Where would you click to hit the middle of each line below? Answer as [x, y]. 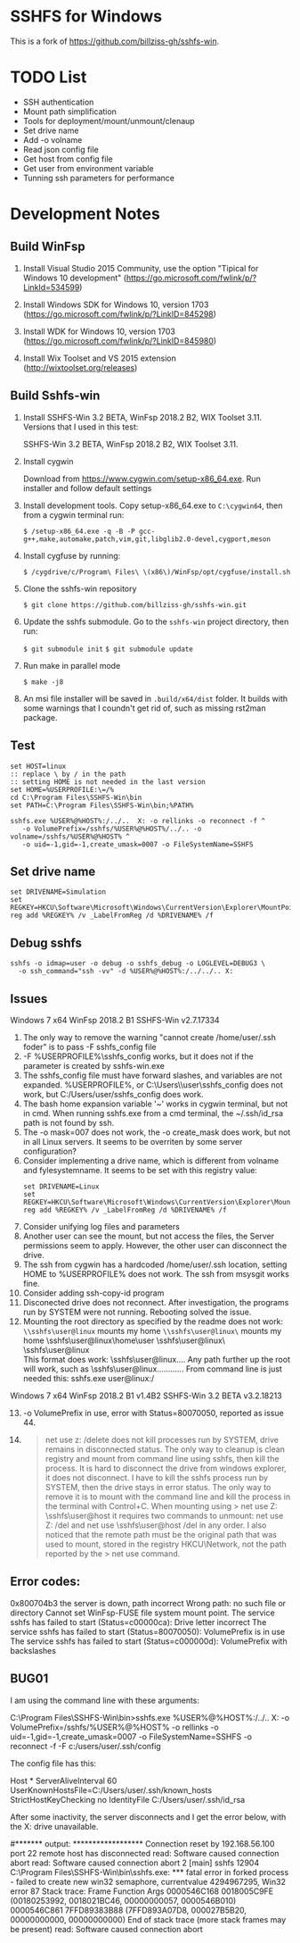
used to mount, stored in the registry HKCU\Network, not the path [166, 1544]
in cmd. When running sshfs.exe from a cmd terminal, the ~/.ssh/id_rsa [153, 1113]
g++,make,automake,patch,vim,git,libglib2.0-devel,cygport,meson [146, 539]
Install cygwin [48, 461]
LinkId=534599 [51, 287]
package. [40, 717]
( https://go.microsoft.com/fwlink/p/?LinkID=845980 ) [120, 340]
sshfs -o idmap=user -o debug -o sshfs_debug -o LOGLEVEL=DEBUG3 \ [138, 963]
